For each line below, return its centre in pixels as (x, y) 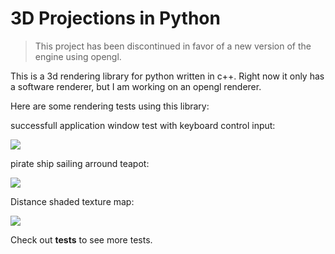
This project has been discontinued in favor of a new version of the (173, 46)
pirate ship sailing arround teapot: (80, 163)
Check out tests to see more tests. (81, 239)
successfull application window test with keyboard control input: (143, 125)
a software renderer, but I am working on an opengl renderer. (136, 86)
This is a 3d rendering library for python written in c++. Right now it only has (167, 76)
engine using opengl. (78, 56)
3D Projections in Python (115, 18)
